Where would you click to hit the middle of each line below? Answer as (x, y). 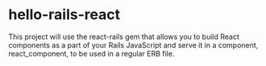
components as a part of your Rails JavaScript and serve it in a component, (133, 45)
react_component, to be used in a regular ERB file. (91, 53)
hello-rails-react (64, 15)
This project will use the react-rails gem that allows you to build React (124, 37)
